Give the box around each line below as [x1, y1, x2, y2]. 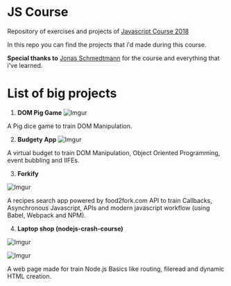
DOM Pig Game [17, 108, 62, 116]
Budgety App [17, 135, 57, 143]
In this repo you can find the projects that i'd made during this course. [7, 40, 207, 48]
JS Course [7, 4, 69, 20]
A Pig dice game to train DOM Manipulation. [7, 122, 132, 130]
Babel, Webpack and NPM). [7, 211, 87, 219]
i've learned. [7, 61, 43, 69]
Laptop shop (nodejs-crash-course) [17, 224, 123, 233]
